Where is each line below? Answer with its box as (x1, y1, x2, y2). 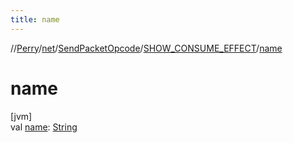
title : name (10, 14, 60, 25)
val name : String (10, 121, 78, 133)
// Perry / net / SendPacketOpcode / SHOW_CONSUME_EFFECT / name (10, 42, 283, 54)
